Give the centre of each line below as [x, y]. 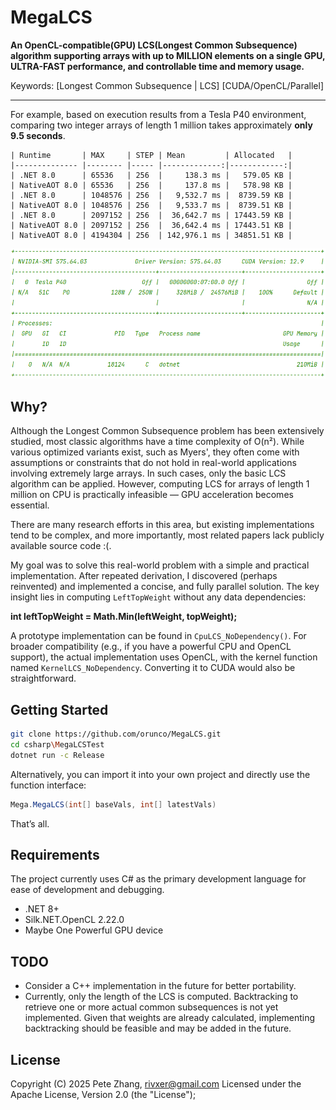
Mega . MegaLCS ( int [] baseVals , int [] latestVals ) [113, 804]
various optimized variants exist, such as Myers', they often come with [155, 452]
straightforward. [43, 678]
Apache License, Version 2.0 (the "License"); [103, 1095]
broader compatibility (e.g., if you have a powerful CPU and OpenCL [151, 647]
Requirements [55, 854]
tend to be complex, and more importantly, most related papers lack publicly [167, 535]
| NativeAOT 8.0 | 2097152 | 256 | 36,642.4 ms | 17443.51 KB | [151, 225]
